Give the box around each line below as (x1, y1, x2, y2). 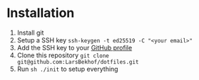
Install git (16, 28, 44, 37)
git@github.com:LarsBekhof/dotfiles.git (16, 58, 139, 65)
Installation (6, 5, 75, 21)
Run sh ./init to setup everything (16, 64, 118, 73)
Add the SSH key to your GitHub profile (16, 43, 133, 52)
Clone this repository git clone (16, 51, 110, 59)
